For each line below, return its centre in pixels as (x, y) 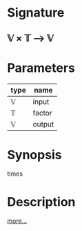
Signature (36, 13)
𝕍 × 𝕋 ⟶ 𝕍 (30, 38)
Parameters (41, 68)
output (43, 124)
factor (42, 113)
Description (41, 202)
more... (17, 221)
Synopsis (34, 155)
